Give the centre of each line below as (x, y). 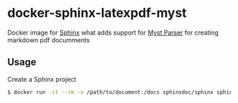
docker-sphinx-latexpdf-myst (97, 13)
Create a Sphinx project (42, 79)
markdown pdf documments (49, 40)
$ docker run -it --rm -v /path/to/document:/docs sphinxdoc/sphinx (110, 92)
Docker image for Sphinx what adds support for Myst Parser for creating (113, 32)
